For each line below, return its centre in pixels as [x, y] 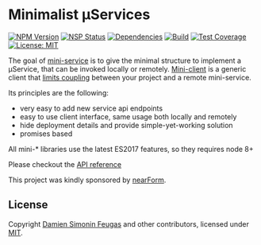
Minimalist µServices [79, 15]
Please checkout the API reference [65, 164]
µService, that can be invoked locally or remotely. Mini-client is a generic [127, 68]
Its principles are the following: [59, 92]
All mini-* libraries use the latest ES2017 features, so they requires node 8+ [131, 149]
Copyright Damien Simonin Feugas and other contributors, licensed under [129, 224]
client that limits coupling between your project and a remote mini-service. [130, 77]
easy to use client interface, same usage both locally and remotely [128, 116]
